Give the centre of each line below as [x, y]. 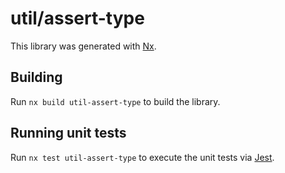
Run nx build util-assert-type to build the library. [115, 101]
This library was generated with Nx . [83, 46]
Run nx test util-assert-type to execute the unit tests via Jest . [142, 157]
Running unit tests [68, 133]
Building [36, 77]
